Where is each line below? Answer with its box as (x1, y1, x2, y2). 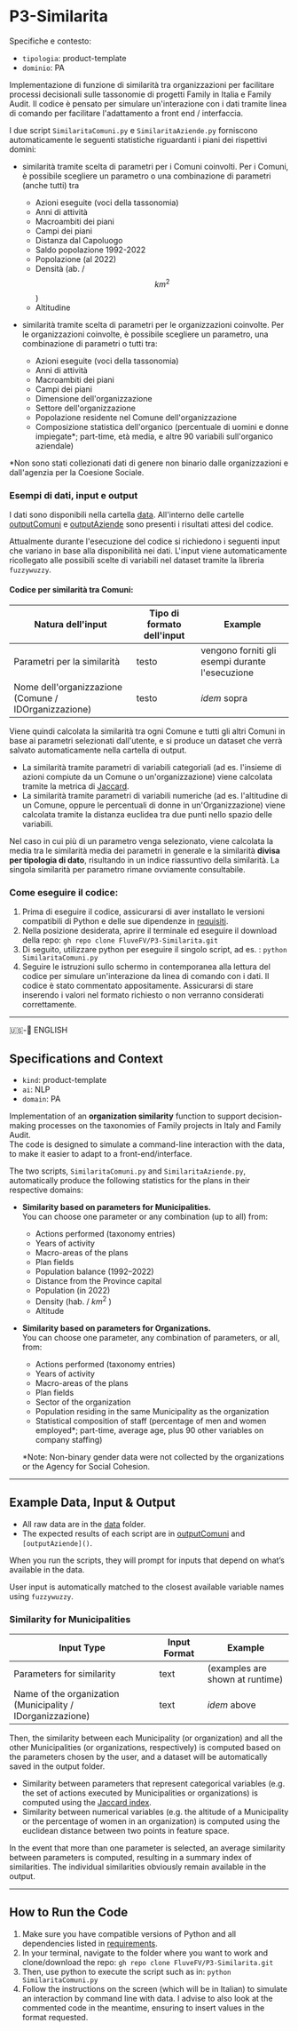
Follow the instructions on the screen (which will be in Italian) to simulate (21, 1983, 288, 1994)
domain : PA (21, 1094, 61, 1104)
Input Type (59, 1641, 106, 1653)
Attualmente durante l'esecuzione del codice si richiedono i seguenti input (9, 536, 280, 546)
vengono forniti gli (200, 644, 277, 657)
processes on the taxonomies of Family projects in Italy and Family (37, 1120, 282, 1131)
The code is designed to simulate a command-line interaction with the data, (9, 1139, 286, 1150)
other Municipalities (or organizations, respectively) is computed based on (9, 1741, 281, 1752)
